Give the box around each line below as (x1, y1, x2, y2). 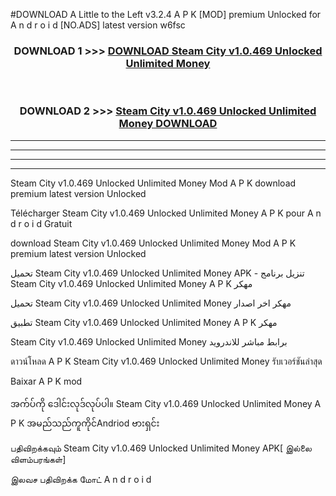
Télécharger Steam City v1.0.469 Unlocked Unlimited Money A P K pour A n (10, 207, 322, 219)
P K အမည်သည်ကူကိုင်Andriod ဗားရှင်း (10, 417, 160, 429)
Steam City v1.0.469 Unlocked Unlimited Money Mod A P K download (10, 177, 297, 189)
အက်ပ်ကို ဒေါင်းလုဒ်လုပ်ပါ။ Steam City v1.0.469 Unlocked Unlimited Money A (10, 397, 322, 409)
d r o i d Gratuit (10, 217, 73, 229)
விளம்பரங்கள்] (10, 453, 67, 465)
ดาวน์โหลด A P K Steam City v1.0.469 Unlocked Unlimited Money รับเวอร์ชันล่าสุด (10, 355, 323, 367)
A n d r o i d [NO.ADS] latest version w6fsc (10, 19, 186, 31)
